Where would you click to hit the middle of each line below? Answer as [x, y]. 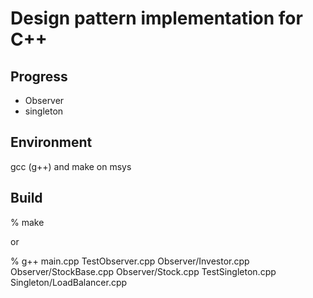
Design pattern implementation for [156, 18]
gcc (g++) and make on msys [71, 166]
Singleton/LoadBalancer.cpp [69, 282]
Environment [51, 142]
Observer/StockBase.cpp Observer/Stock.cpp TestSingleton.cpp [143, 271]
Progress [39, 76]
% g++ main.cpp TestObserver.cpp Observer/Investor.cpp [130, 261]
